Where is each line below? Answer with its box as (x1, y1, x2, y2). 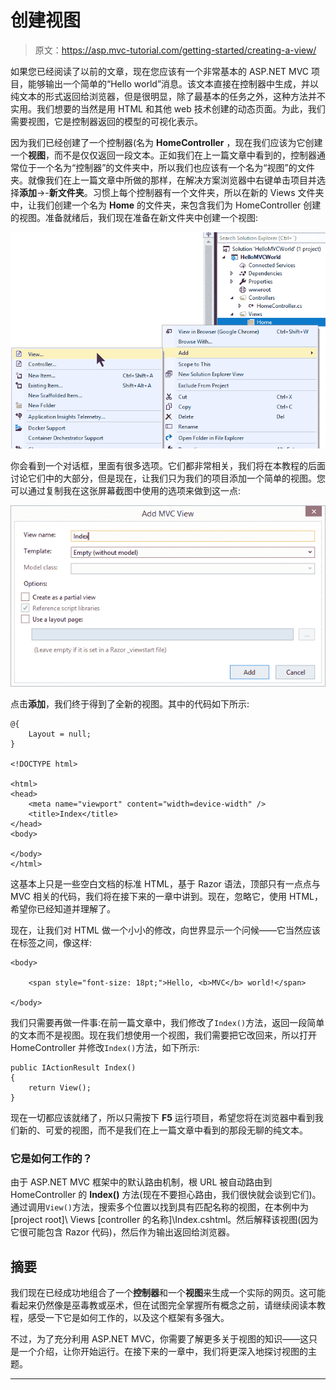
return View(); (28, 1082, 92, 1093)
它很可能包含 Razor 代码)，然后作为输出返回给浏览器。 (10, 1226, 235, 1238)
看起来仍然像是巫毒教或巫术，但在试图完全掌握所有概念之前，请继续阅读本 (10, 1299, 317, 1311)
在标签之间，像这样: (10, 936, 93, 948)
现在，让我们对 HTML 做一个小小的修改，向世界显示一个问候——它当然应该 (10, 924, 321, 936)
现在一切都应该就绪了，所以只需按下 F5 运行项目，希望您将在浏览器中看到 (10, 1111, 315, 1123)
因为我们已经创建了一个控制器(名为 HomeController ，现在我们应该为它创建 (10, 136, 323, 148)
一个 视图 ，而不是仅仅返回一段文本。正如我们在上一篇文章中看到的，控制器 (10, 149, 317, 161)
